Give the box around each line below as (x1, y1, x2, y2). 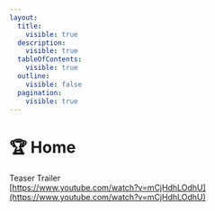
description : (17, 38, 67, 48)
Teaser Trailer (9, 172, 61, 184)
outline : (17, 72, 50, 81)
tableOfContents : (17, 55, 83, 64)
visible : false (25, 80, 83, 89)
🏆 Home (9, 136, 76, 157)
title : (17, 22, 42, 31)
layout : (9, 13, 39, 22)
